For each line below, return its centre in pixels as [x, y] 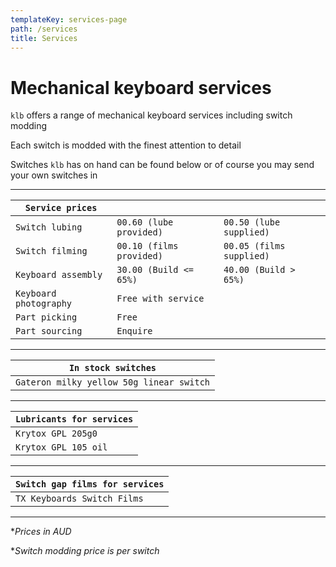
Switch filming [51, 251]
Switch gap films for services [90, 484]
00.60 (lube [145, 222]
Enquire [134, 331]
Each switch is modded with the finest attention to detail [126, 145]
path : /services [44, 29]
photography [44, 304]
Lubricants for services [74, 419]
